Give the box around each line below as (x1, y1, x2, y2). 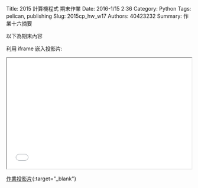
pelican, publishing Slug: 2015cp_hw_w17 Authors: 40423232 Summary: (6, 12, 182, 20)
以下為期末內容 (6, 33, 43, 40)
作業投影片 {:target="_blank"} (6, 175, 77, 182)
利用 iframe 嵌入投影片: (6, 45, 63, 52)
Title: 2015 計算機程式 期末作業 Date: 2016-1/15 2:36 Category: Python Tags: (6, 5, 191, 12)
